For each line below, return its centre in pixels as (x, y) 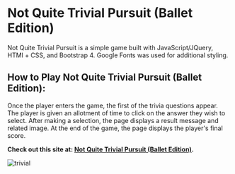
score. (17, 135)
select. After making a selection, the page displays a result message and (113, 120)
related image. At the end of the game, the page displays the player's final (115, 128)
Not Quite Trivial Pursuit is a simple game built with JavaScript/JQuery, (110, 47)
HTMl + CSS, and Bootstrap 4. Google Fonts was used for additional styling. (118, 55)
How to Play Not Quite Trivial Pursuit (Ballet (105, 77)
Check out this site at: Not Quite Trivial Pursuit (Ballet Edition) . (101, 149)
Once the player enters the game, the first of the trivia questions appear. (113, 105)
